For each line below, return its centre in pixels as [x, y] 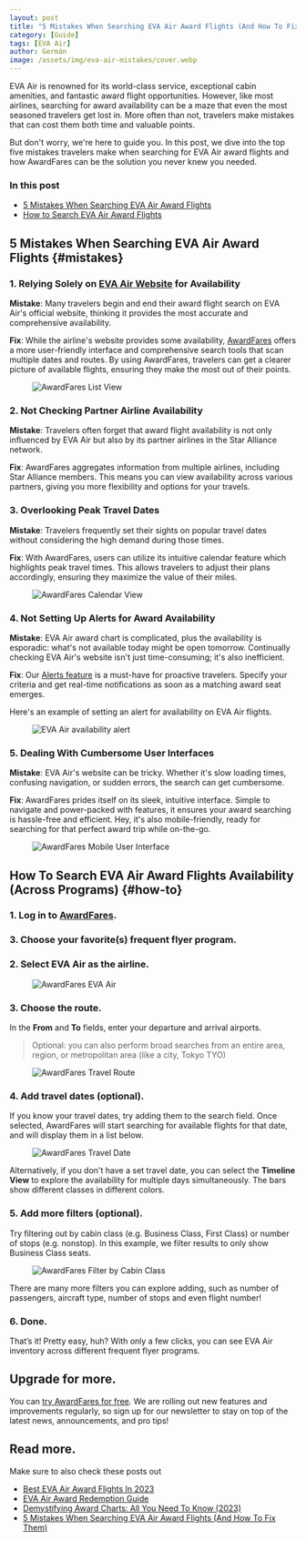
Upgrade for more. [63, 1379]
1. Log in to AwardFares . [63, 916]
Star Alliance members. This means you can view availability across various [151, 477]
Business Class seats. [50, 1252]
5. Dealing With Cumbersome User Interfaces [112, 753]
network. [26, 450]
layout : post [34, 18]
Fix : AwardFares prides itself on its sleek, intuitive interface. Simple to [140, 800]
